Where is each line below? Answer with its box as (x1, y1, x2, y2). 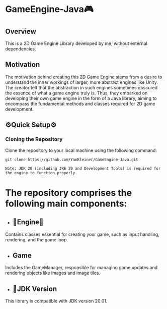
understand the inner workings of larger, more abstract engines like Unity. (5, 79, 158, 85)
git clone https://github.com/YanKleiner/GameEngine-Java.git (5, 157, 138, 162)
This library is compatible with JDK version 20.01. (5, 298, 108, 304)
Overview (5, 27, 37, 35)
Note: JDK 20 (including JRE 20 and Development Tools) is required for (5, 166, 161, 171)
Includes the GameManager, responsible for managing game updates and (5, 265, 158, 271)
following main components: (5, 197, 127, 209)
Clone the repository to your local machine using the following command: (5, 147, 157, 153)
